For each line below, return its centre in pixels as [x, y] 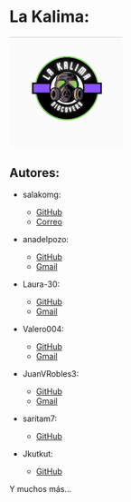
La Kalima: [50, 17]
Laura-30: [41, 284]
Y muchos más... [41, 489]
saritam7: [40, 418]
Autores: [35, 173]
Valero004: [43, 330]
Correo [49, 222]
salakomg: [42, 195]
